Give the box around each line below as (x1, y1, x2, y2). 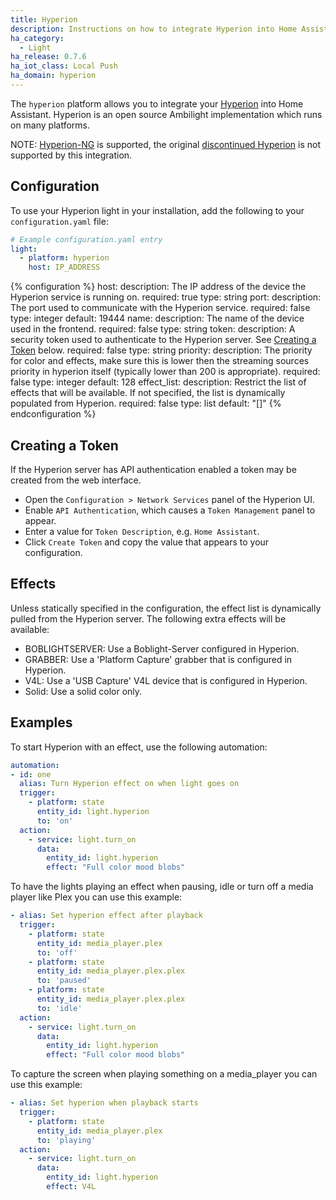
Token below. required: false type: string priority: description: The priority (10, 344, 313, 356)
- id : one (10, 769, 52, 780)
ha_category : (10, 33, 65, 43)
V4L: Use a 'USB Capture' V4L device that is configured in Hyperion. (24, 674, 308, 686)
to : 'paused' (36, 976, 92, 986)
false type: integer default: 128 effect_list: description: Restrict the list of (10, 376, 307, 388)
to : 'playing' (36, 1135, 97, 1145)
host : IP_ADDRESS (28, 262, 101, 273)
